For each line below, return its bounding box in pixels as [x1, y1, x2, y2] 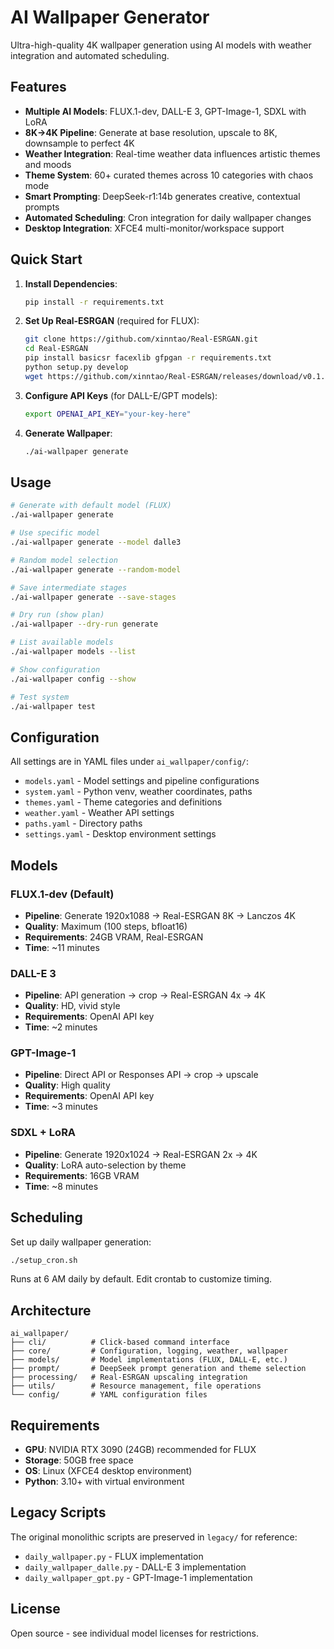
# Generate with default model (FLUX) [10, 501, 172, 511]
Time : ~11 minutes [24, 941, 100, 953]
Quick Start [10, 251, 83, 268]
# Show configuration [10, 664, 101, 675]
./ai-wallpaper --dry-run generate [10, 619, 159, 630]
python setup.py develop [24, 362, 129, 373]
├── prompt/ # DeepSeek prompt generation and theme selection [10, 1364, 307, 1374]
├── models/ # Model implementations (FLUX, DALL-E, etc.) [10, 1355, 288, 1365]
